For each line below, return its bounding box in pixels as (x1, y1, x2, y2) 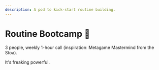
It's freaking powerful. (5, 59, 50, 65)
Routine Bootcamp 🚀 (5, 28, 90, 39)
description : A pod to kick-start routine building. (5, 7, 116, 12)
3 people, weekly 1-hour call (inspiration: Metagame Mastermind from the (5, 45, 154, 50)
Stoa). (5, 49, 17, 55)
